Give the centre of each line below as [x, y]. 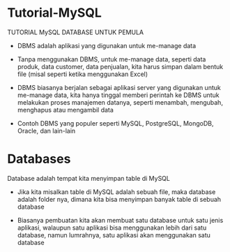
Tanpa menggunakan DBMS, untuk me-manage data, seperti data [112, 59]
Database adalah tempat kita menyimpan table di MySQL [89, 178]
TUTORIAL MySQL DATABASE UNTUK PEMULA [76, 32]
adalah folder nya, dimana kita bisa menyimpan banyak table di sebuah [119, 199]
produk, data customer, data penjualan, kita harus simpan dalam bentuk [120, 66]
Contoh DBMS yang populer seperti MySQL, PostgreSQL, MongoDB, [115, 123]
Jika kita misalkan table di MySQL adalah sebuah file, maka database [116, 192]
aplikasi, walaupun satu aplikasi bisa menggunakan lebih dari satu [112, 228]
